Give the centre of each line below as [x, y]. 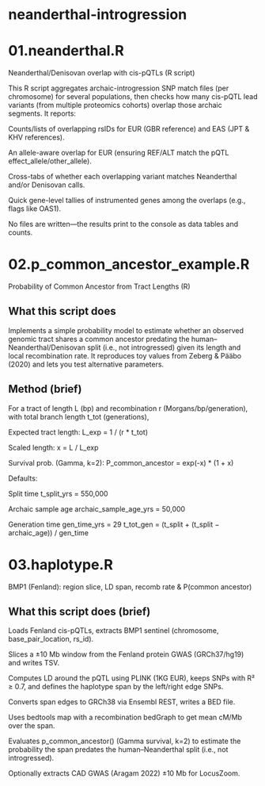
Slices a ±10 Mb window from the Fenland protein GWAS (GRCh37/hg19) [126, 654]
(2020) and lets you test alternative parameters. [86, 364]
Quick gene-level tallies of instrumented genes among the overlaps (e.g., [127, 201]
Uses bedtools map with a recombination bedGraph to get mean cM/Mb [125, 717]
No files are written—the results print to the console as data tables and [123, 224]
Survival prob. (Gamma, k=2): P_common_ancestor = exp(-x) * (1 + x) [121, 462]
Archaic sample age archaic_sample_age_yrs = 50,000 [97, 508]
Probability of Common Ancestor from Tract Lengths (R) [100, 286]
